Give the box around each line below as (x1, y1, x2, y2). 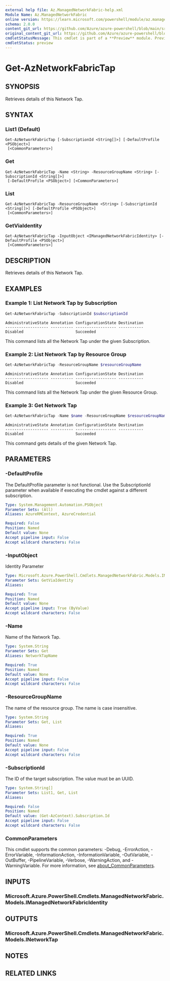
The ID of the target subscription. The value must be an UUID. (5, 776, 134, 782)
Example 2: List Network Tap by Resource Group (5, 351, 126, 358)
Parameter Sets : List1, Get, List (5, 790, 78, 795)
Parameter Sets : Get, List (5, 719, 62, 724)
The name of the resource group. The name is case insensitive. (5, 705, 137, 711)
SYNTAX (5, 111, 34, 119)
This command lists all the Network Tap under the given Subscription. (5, 338, 151, 344)
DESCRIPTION (5, 256, 51, 265)
